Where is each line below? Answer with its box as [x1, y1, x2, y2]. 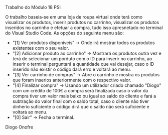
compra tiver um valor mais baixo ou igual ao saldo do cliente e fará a [12, 93, 156, 99]
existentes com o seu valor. [12, 45, 69, 51]
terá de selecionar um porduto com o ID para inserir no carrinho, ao [12, 56, 152, 62]
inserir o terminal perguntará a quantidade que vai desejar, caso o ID [12, 61, 154, 67]
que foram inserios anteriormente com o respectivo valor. [12, 77, 131, 83]
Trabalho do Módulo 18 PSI [5, 5, 61, 10]
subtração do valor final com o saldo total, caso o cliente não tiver [12, 98, 149, 104]
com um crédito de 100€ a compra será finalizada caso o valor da [12, 88, 148, 93]
